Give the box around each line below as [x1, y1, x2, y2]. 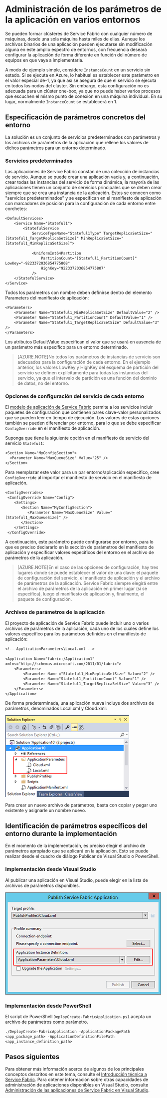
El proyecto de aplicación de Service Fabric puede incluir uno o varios [5, 620, 149, 626]
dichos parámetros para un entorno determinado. [5, 145, 107, 151]
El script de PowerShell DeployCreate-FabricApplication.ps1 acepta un [5, 1014, 152, 1020]
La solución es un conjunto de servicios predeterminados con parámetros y [5, 134, 161, 140]
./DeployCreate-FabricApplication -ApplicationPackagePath [5, 1029, 131, 1034]
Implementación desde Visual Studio [5, 866, 96, 873]
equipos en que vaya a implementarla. [5, 57, 84, 63]
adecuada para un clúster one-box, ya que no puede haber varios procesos [5, 88, 161, 94]
